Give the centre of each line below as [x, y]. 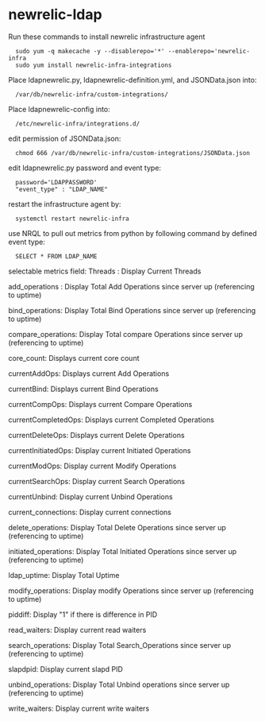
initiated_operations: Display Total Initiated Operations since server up [123, 551]
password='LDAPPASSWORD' [56, 182]
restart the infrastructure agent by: [65, 204]
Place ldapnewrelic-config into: [60, 109]
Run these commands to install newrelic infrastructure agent [107, 37]
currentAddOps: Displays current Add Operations [89, 373]
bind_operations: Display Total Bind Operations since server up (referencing [132, 310]
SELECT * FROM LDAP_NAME [56, 256]
